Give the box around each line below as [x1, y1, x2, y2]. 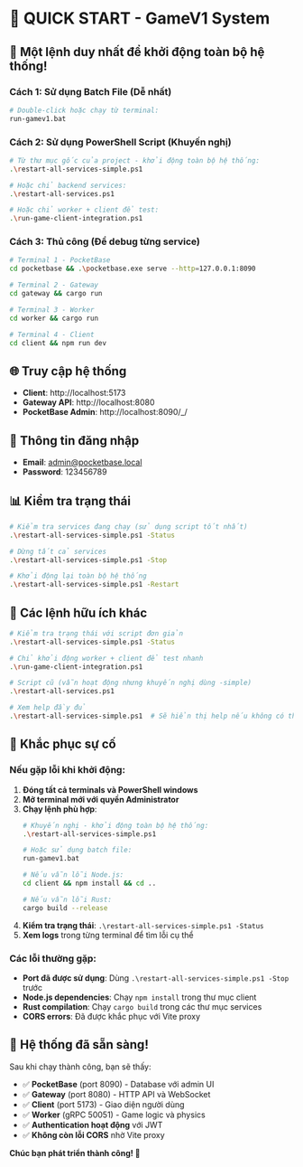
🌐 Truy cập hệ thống [9, 363, 127, 379]
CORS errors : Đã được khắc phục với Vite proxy [22, 1011, 201, 1021]
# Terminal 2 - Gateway [9, 280, 99, 290]
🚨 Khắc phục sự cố [9, 737, 116, 752]
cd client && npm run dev [9, 338, 106, 347]
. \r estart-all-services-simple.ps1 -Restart [9, 580, 179, 589]
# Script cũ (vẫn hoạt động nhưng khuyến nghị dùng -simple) [9, 678, 252, 688]
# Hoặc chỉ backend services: [9, 181, 127, 190]
